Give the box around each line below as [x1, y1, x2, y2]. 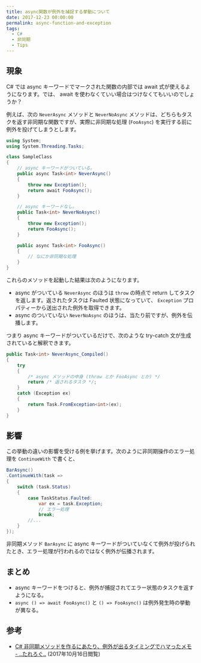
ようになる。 [14, 591, 47, 598]
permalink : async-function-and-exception [6, 20, 112, 26]
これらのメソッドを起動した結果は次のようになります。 [6, 276, 143, 284]
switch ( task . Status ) [17, 484, 71, 490]
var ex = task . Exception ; [38, 501, 103, 507]
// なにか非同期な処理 [28, 254, 76, 260]
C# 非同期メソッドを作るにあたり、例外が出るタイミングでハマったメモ [14, 643, 192, 650]
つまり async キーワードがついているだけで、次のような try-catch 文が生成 [6, 332, 191, 339]
